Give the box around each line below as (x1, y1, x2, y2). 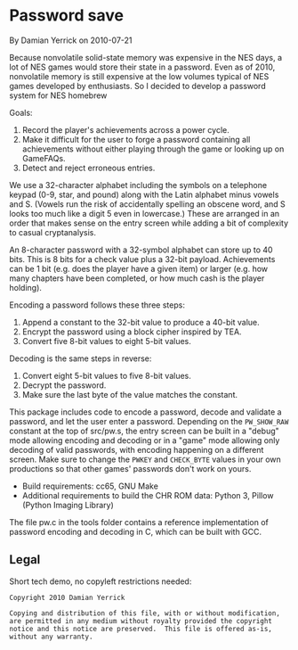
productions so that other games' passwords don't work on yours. (9, 463, 252, 473)
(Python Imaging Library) (21, 499, 114, 510)
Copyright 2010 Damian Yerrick (9, 593, 125, 602)
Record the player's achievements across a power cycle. (21, 124, 230, 135)
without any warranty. (9, 632, 93, 641)
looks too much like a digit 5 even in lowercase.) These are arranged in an (9, 208, 280, 218)
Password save (9, 5, 125, 26)
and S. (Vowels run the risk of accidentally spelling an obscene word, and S (9, 198, 286, 210)
